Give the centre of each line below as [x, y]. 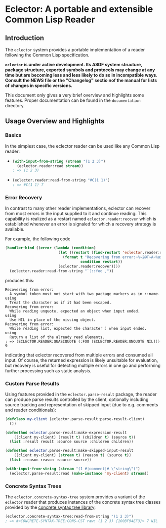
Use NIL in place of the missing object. [53, 320]
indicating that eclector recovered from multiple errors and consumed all [79, 355]
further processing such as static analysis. [48, 371]
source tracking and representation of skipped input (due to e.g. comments [82, 404]
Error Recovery [24, 197]
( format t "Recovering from [91, 257]
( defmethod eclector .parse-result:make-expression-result [66, 433]
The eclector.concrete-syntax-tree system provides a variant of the [75, 497]
